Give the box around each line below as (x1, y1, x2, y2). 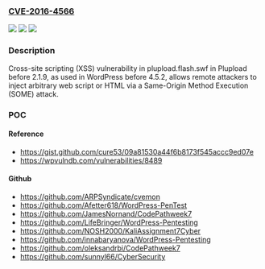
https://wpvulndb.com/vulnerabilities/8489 (19, 155, 163, 165)
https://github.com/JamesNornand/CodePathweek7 (19, 209, 193, 218)
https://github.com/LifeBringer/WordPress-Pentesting (19, 217, 199, 227)
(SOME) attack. (8, 89, 59, 98)
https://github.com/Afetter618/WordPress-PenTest (19, 200, 188, 210)
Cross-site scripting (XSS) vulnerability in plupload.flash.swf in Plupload (8, 63, 247, 73)
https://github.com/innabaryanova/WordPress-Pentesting (19, 234, 211, 244)
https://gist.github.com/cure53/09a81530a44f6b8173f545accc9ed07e (19, 147, 254, 156)
